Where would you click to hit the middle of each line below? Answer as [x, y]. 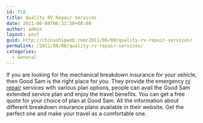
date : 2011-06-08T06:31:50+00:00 [49, 23]
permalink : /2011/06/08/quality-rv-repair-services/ [75, 46]
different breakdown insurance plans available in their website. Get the [95, 107]
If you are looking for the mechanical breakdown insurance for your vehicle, [102, 74]
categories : [21, 52]
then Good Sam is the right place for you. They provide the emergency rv [98, 81]
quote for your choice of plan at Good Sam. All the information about [93, 100]
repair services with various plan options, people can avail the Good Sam [98, 87]
